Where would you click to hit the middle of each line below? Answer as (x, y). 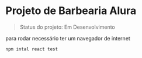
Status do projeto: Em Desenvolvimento (67, 27)
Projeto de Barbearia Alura (71, 11)
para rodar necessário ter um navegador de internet (68, 38)
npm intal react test (32, 49)
